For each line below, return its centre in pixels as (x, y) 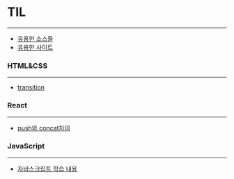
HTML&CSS (28, 65)
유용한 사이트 (35, 47)
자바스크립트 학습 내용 (47, 169)
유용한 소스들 (35, 38)
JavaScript (26, 146)
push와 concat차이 (44, 128)
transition (31, 87)
